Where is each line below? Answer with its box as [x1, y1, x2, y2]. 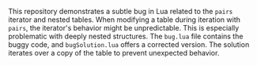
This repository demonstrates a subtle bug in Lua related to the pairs [8, 7, 233, 16]
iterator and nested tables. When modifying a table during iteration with [8, 15, 241, 24]
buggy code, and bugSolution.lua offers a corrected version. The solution [8, 40, 250, 49]
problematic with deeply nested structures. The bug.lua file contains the [8, 31, 244, 41]
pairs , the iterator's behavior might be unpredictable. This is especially [8, 23, 240, 32]
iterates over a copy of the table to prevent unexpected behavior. [8, 49, 220, 57]
